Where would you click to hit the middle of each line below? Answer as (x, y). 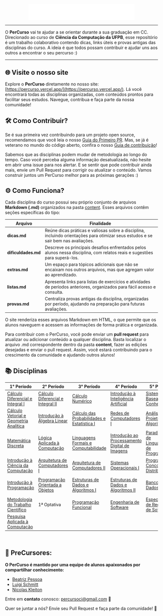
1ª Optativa (50, 505)
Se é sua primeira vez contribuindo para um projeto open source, (70, 135)
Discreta (16, 445)
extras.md (17, 270)
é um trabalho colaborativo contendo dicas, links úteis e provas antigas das (81, 42)
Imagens (119, 451)
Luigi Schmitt (25, 584)
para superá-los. (62, 258)
